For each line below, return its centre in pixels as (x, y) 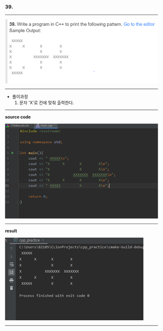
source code (18, 117)
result (11, 231)
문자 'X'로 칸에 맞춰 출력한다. (47, 103)
